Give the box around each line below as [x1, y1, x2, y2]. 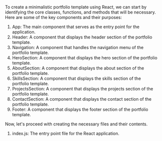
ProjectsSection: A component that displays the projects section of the [12, 86, 154, 91]
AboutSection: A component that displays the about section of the [12, 65, 145, 71]
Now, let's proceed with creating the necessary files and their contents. [5, 121, 148, 127]
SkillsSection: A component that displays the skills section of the [12, 75, 141, 81]
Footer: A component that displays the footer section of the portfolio [12, 106, 148, 112]
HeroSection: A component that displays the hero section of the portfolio [12, 55, 158, 60]
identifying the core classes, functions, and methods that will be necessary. [5, 9, 156, 15]
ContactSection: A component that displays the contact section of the [12, 96, 152, 102]
